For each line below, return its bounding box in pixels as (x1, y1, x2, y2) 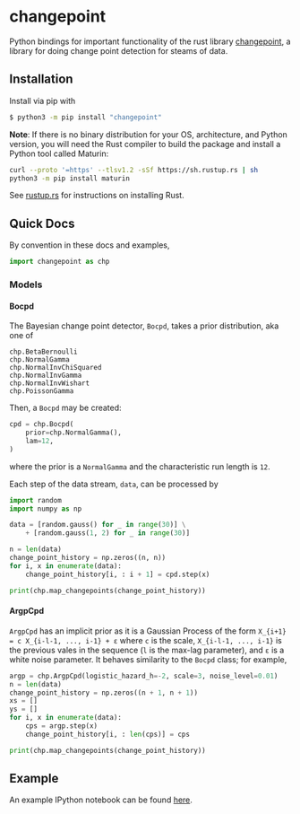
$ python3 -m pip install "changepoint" (9, 112, 163, 122)
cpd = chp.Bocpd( (9, 420, 74, 429)
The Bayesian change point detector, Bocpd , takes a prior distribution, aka (9, 320, 279, 331)
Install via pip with (9, 95, 76, 106)
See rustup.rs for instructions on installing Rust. (9, 190, 185, 201)
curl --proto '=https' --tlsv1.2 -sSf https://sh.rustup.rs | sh (9, 165, 258, 174)
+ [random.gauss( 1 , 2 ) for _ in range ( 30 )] (25, 529, 191, 538)
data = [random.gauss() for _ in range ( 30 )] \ (9, 521, 186, 530)
